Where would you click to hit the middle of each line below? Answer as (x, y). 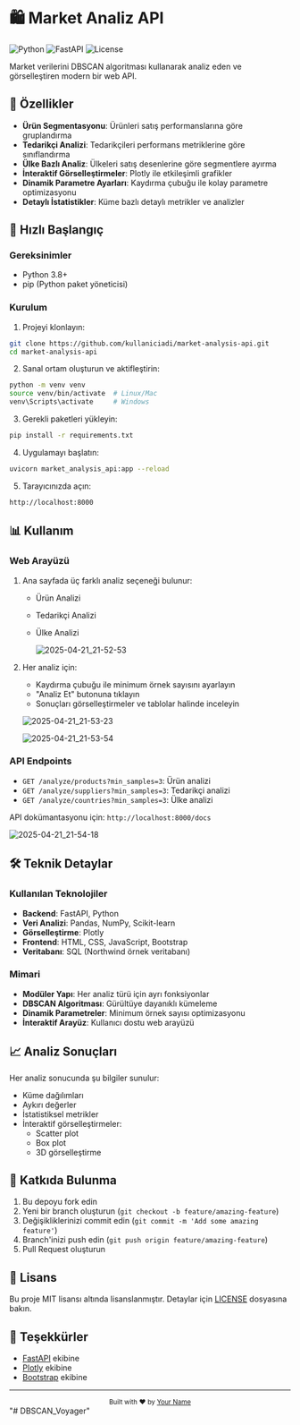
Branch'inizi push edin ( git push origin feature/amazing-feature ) (145, 1240)
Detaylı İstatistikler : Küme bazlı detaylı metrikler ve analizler (133, 201)
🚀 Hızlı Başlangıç (57, 230)
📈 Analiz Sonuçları (63, 1052)
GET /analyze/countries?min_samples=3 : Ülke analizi (117, 799)
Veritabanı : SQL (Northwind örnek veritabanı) (106, 951)
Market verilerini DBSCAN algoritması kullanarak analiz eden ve (126, 66)
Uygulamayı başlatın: (61, 452)
